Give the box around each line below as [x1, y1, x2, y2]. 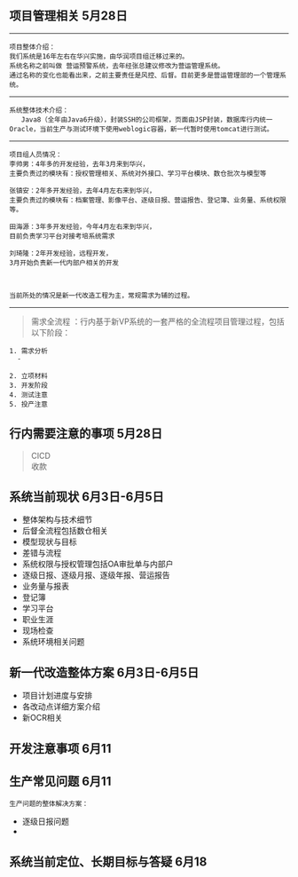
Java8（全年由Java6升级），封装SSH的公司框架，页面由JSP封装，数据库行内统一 [20, 115, 273, 124]
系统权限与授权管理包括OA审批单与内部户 [21, 558, 174, 570]
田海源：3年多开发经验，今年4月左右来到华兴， [9, 222, 157, 231]
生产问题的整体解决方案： [9, 800, 89, 809]
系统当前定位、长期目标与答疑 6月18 [9, 854, 208, 869]
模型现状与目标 [21, 536, 77, 548]
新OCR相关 [21, 713, 63, 723]
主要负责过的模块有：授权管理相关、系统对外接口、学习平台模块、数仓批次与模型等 [9, 169, 267, 178]
